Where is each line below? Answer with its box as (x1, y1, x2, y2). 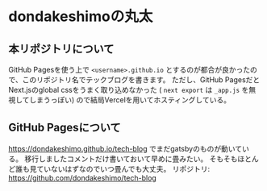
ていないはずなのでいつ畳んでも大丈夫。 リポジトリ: (35, 164, 211, 173)
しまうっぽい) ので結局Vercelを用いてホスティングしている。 (29, 95, 232, 105)
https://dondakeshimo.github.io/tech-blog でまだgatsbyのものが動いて (8, 143, 243, 153)
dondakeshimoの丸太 (8, 7, 153, 26)
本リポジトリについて (8, 42, 115, 56)
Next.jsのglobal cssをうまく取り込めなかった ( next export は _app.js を (8, 85, 249, 94)
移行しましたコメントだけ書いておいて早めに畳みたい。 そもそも (23, 154, 238, 164)
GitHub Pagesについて (8, 121, 121, 135)
